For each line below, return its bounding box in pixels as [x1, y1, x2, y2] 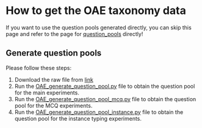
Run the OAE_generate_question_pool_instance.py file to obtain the [14, 108, 184, 116]
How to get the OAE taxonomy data [5, 4, 187, 18]
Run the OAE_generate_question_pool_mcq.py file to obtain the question [14, 95, 197, 102]
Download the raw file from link [14, 76, 94, 83]
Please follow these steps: [5, 64, 71, 71]
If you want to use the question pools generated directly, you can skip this [5, 24, 192, 31]
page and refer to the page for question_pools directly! [5, 30, 143, 37]
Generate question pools [5, 48, 102, 59]
